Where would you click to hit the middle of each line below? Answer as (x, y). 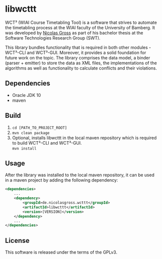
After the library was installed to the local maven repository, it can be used (80, 175)
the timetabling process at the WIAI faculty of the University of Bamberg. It (80, 27)
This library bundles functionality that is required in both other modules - (78, 47)
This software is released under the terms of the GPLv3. (61, 252)
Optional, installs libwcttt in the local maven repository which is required (84, 138)
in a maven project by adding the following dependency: (61, 180)
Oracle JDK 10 (27, 95)
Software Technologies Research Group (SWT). (53, 38)
